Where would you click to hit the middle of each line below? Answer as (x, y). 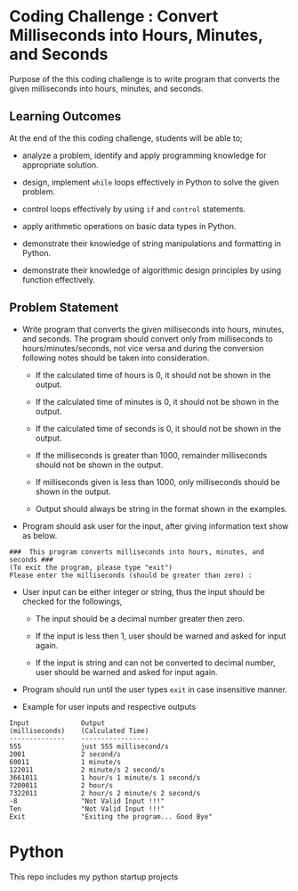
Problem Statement (64, 308)
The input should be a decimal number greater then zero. (140, 618)
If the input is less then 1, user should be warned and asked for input (161, 636)
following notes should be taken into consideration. (116, 358)
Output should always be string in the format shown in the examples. (161, 508)
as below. (40, 535)
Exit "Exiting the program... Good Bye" (111, 817)
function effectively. (59, 279)
